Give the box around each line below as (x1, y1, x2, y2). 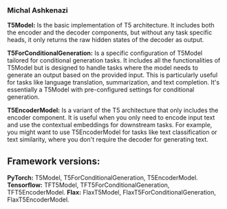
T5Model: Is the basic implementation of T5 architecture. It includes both (7, 21, 215, 30)
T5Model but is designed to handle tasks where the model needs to (7, 64, 198, 72)
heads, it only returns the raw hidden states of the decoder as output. (7, 36, 204, 44)
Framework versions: (7, 155, 100, 167)
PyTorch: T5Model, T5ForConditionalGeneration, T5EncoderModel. (7, 174, 198, 182)
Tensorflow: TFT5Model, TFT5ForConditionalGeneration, (7, 181, 170, 189)
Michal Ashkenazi (7, 5, 69, 15)
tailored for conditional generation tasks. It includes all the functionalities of (7, 56, 221, 65)
